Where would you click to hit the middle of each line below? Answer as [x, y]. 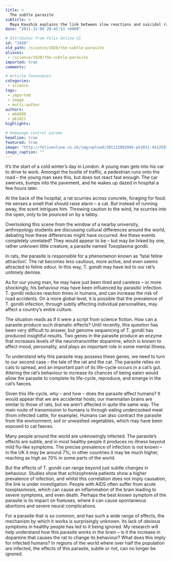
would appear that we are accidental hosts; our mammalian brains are [79, 399]
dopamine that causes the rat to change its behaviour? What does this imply [85, 537]
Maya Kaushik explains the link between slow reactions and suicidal [85, 24]
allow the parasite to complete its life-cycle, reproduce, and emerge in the [83, 378]
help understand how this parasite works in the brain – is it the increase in [83, 532]
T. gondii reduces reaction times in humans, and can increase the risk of [81, 293]
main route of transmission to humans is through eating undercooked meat [84, 410]
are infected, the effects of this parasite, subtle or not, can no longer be [81, 549]
